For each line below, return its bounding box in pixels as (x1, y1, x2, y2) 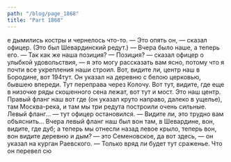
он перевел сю (7, 147, 52, 155)
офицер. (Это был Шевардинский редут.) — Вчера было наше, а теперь (7, 43, 221, 51)
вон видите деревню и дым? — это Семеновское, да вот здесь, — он (7, 131, 214, 140)
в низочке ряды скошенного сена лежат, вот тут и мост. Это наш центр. (7, 88, 221, 96)
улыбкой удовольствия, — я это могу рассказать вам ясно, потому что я (7, 58, 225, 66)
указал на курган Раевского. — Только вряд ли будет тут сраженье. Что (7, 139, 223, 147)
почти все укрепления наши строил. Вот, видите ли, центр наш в (7, 65, 200, 74)
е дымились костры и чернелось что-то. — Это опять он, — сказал (7, 35, 207, 44)
